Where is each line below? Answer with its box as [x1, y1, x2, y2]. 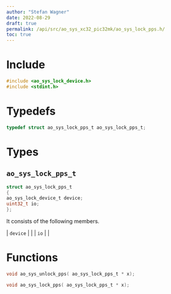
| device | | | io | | [6, 229, 50, 237]
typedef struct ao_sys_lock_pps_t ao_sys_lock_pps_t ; [6, 124, 147, 131]
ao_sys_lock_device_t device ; [6, 195, 84, 201]
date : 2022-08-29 [6, 15, 51, 21]
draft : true [6, 20, 37, 26]
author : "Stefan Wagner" [6, 9, 70, 15]
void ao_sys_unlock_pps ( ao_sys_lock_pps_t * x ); [6, 271, 136, 277]
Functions [6, 251, 58, 265]
